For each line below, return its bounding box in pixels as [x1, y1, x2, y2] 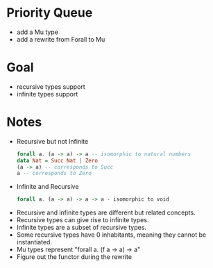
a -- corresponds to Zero [16, 170, 92, 177]
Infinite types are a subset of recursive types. [16, 224, 147, 232]
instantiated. [16, 238, 53, 246]
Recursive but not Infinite [16, 137, 89, 145]
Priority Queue [6, 5, 93, 21]
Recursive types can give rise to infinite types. [16, 216, 149, 224]
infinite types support [16, 90, 78, 98]
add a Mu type [16, 28, 58, 36]
